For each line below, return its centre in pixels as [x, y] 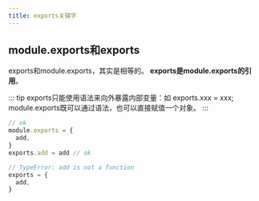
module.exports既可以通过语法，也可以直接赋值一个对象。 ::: [108, 108]
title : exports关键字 [42, 16]
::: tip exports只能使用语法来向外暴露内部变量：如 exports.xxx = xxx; [121, 98]
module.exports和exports [74, 50]
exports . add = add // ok [50, 153]
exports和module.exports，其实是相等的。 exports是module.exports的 [127, 71]
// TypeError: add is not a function [71, 167]
